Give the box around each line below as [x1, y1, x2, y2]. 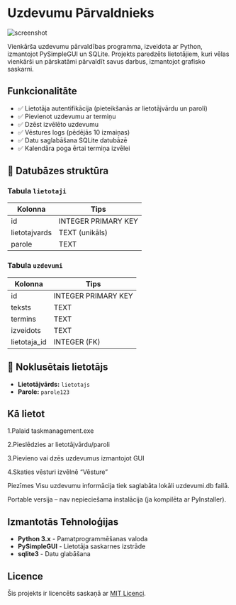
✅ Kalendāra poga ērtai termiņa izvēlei [17, 144, 130, 152]
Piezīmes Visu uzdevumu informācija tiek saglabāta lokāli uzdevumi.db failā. [7, 482, 230, 490]
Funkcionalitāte [7, 85, 78, 97]
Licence [7, 570, 44, 582]
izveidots [11, 325, 41, 335]
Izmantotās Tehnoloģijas [7, 516, 119, 528]
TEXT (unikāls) [58, 228, 108, 238]
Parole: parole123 [17, 388, 69, 396]
